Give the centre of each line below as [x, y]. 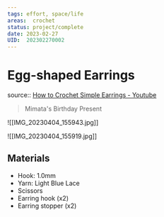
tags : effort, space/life [45, 14]
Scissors [30, 190]
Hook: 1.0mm [37, 175]
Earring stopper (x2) [47, 206]
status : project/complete [45, 27]
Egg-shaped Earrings [71, 76]
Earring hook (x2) [43, 198]
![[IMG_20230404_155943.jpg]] [53, 123]
